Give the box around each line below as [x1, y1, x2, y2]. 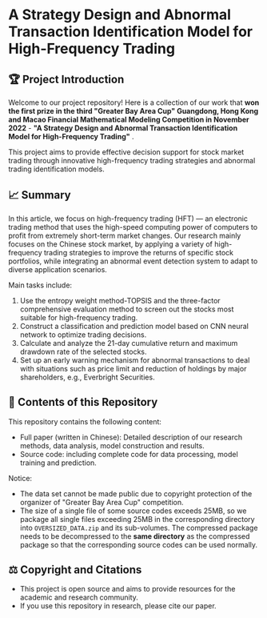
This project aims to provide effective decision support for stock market [8, 147, 245, 157]
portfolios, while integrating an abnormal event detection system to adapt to [8, 256, 258, 266]
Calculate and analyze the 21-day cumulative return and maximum [19, 338, 238, 347]
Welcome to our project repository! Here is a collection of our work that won [8, 98, 260, 107]
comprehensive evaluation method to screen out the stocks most [19, 304, 234, 314]
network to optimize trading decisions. [19, 330, 147, 339]
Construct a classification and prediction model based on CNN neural [19, 321, 249, 331]
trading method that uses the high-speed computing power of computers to [8, 222, 258, 231]
